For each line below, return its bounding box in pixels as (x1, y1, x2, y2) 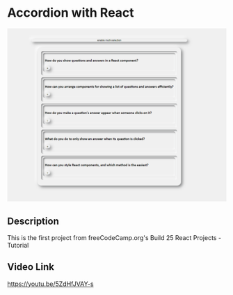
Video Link (7, 261, 54, 273)
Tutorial (7, 241, 29, 249)
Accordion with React (7, 5, 134, 21)
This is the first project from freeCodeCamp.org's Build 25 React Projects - (7, 233, 221, 241)
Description (7, 215, 59, 227)
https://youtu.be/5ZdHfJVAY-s (7, 280, 94, 288)
